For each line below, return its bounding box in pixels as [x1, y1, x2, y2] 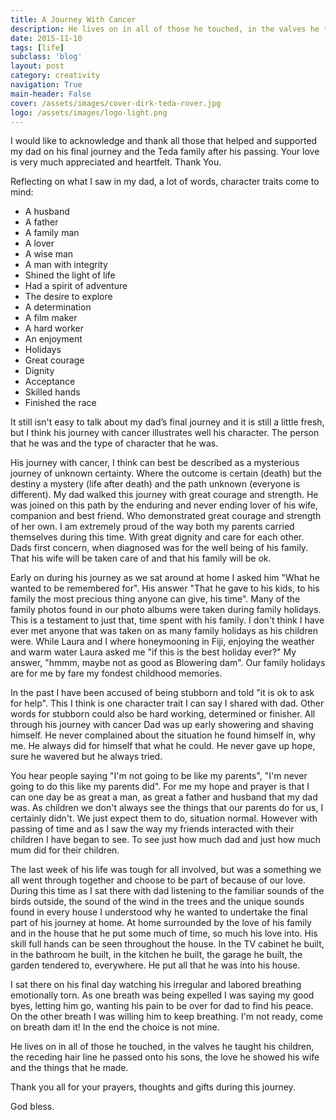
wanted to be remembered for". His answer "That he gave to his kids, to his [10, 582, 320, 595]
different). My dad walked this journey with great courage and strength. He [10, 489, 319, 501]
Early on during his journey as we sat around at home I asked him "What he [10, 572, 320, 584]
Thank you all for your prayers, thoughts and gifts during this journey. [10, 1081, 296, 1093]
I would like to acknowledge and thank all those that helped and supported [10, 135, 318, 147]
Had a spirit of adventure [24, 280, 128, 292]
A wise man [24, 248, 74, 260]
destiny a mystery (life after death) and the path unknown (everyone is [10, 478, 301, 490]
